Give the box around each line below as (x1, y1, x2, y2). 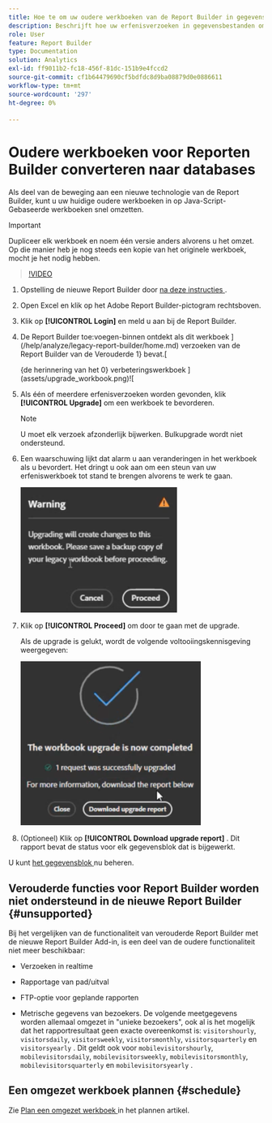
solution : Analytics (8, 56, 79, 64)
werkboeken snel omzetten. (51, 205, 144, 214)
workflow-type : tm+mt (8, 81, 82, 89)
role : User (8, 30, 45, 38)
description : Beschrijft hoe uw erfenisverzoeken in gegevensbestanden (8, 21, 255, 30)
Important (8, 220, 41, 231)
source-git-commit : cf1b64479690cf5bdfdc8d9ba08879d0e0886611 (8, 73, 223, 81)
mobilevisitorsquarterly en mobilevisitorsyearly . (19, 1060, 193, 1069)
